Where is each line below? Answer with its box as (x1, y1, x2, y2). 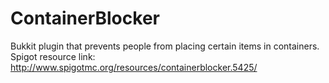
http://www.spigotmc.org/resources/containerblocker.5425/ (10, 61, 258, 73)
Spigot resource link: (10, 50, 96, 62)
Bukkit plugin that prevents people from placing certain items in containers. (10, 40, 320, 52)
